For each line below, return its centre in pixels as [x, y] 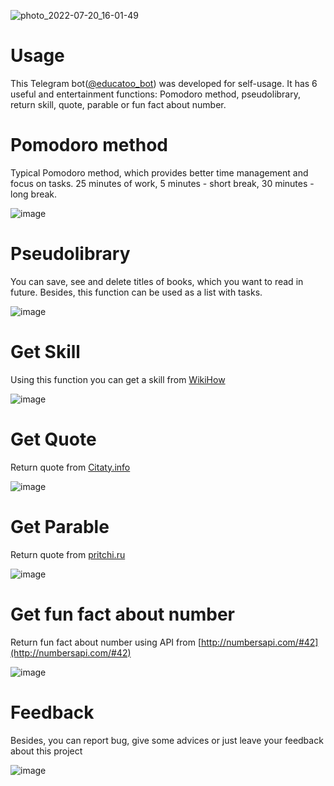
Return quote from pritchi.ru [68, 554]
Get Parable [60, 526]
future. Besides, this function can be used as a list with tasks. [136, 292]
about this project [46, 751]
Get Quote [53, 439]
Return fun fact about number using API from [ [106, 642]
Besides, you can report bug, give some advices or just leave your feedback [167, 740]
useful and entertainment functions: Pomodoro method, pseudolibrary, [156, 94]
